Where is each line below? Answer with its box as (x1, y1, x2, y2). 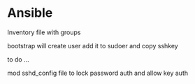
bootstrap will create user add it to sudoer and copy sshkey (7, 41, 178, 50)
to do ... (7, 55, 29, 64)
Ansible (7, 5, 53, 21)
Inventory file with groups (7, 28, 81, 36)
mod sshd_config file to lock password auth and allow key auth (7, 69, 189, 77)
